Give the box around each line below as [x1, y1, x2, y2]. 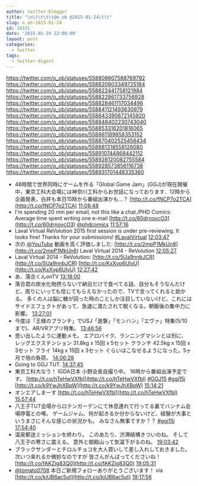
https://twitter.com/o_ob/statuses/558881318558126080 [6, 143, 143, 151]
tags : [6, 53, 20, 58]
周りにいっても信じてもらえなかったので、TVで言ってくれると [25, 288, 176, 295]
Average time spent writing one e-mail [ [14, 214, 111, 221]
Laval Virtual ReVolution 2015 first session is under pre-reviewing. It [14, 227, 179, 234]
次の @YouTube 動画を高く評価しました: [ [14, 240, 116, 247]
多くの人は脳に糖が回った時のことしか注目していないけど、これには [26, 295, 192, 302]
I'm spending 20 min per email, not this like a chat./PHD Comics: [14, 208, 171, 216]
